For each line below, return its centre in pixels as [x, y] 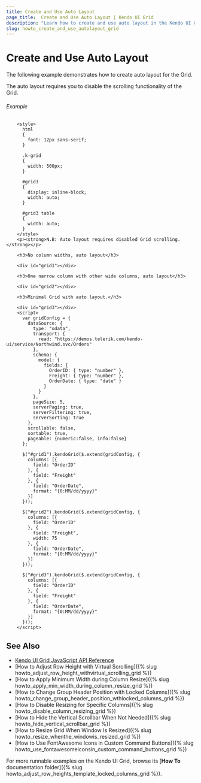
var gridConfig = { [46, 318]
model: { [49, 360]
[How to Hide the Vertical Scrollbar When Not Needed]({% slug [93, 718]
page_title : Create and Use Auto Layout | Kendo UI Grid [80, 17]
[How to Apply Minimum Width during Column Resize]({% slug [92, 679]
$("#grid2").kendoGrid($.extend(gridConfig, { [81, 512]
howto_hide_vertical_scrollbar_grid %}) [63, 724]
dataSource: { [45, 324]
